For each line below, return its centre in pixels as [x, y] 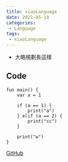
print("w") [30, 137]
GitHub [15, 153]
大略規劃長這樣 [33, 57]
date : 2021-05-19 [28, 17]
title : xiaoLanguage [32, 12]
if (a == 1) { [34, 105]
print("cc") [43, 121]
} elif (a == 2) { [40, 116]
